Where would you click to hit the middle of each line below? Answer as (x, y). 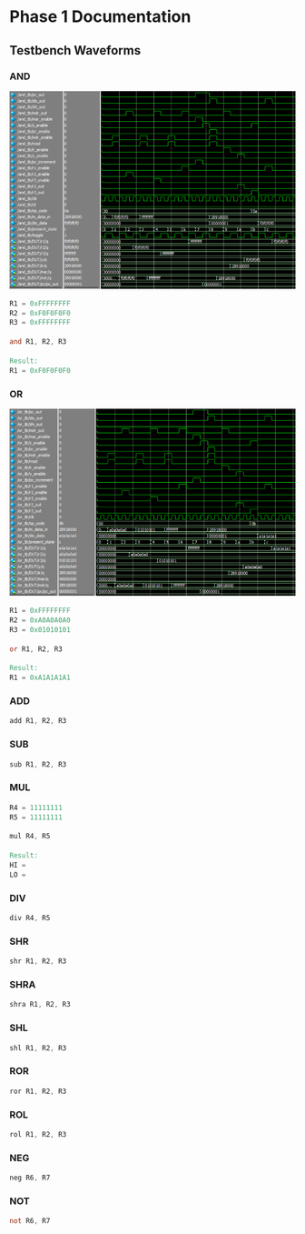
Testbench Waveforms (75, 50)
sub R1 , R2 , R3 (38, 764)
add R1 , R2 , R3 (38, 721)
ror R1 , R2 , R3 (38, 1091)
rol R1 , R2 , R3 (38, 1134)
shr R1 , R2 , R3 (38, 961)
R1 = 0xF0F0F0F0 (40, 370)
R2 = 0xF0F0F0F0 (40, 313)
